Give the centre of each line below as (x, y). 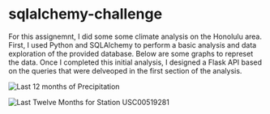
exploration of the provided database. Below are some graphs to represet (131, 53)
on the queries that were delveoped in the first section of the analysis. (125, 70)
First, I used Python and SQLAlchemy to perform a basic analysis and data (133, 44)
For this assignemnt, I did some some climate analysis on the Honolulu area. (135, 36)
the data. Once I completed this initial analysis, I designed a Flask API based (135, 62)
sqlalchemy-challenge (86, 14)
